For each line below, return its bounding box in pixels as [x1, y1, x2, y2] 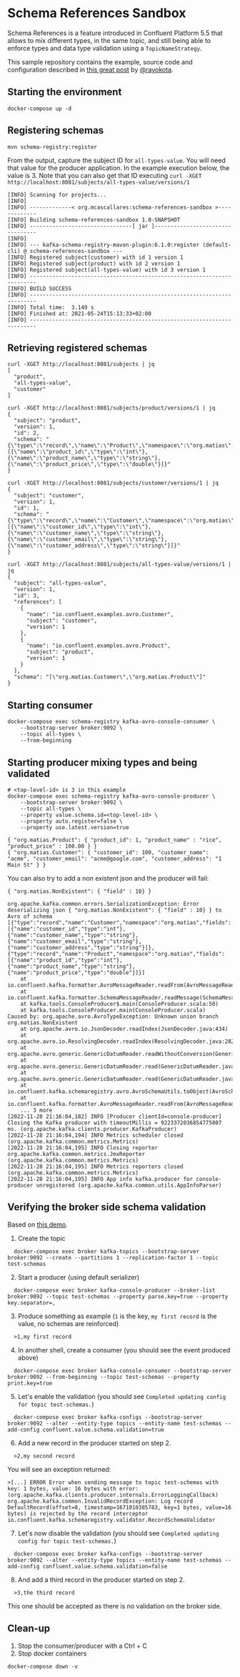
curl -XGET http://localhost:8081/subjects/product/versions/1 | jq [7, 405, 216, 412]
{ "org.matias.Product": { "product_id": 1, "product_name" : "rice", [7, 836, 222, 844]
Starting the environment [7, 86, 122, 98]
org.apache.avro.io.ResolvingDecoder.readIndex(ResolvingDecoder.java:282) [7, 1038, 238, 1045]
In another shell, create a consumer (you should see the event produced [17, 1345, 231, 1354]
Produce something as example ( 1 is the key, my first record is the [17, 1312, 217, 1320]
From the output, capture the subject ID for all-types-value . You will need [7, 156, 226, 164]
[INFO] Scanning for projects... [7, 191, 107, 198]
